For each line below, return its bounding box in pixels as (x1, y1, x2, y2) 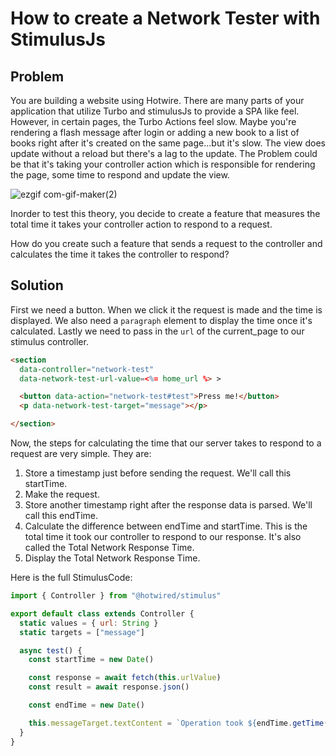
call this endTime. (24, 510, 98, 522)
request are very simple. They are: (10, 448, 152, 460)
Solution (10, 277, 64, 294)
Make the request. (24, 488, 100, 501)
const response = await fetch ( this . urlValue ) (28, 673, 222, 683)
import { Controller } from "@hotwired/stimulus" (10, 591, 222, 601)
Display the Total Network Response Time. (24, 552, 201, 564)
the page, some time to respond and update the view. (10, 169, 230, 181)
